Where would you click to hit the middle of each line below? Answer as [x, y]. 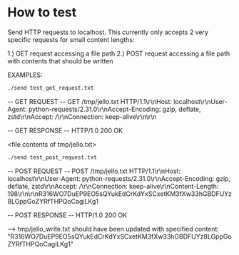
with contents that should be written [60, 61]
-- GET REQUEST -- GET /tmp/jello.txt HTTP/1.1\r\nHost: [90, 101]
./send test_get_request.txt [51, 88]
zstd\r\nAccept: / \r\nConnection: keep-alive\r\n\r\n [82, 116]
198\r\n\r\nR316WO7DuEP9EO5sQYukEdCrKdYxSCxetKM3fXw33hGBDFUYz [120, 194]
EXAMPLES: [25, 75]
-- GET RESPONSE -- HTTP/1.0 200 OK [65, 130]
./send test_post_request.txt [52, 157]
